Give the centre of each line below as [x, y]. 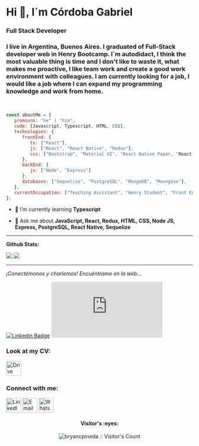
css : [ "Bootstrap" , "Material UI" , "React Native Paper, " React [111, 154]
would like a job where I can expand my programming [84, 84]
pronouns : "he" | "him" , [45, 121]
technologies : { [34, 132]
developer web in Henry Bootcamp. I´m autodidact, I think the [96, 54]
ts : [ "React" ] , [49, 143]
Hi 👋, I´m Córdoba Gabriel [70, 12]
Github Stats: [23, 244]
